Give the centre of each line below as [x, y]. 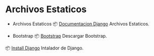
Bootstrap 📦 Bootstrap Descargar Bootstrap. [60, 36]
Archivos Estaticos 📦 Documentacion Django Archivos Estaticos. [81, 23]
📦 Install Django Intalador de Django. [44, 48]
